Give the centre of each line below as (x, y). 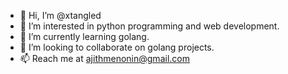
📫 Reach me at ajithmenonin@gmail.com (104, 58)
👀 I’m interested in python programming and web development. (149, 26)
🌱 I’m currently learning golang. (84, 36)
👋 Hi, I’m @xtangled (60, 15)
